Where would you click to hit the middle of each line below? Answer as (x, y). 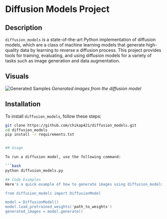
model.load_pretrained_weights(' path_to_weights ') (59, 207)
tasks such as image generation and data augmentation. (63, 61)
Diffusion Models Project (57, 9)
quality (12, 50)
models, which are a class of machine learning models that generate (75, 45)
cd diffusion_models (27, 130)
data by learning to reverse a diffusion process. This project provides (91, 50)
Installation (23, 104)
